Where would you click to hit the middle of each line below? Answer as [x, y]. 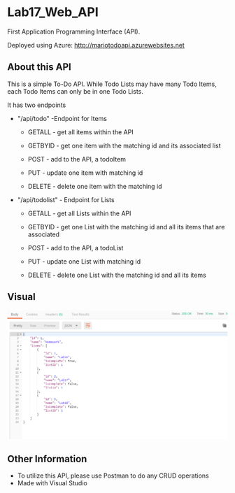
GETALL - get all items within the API [81, 132]
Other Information [47, 459]
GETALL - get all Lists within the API [79, 213]
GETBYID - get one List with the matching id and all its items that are [126, 227]
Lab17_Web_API [53, 12]
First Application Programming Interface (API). [74, 31]
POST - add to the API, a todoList [76, 248]
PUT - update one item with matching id [85, 173]
